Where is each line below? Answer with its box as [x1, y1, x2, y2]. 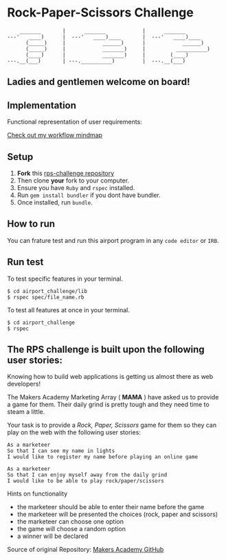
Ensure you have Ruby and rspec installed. [16, 183, 135, 191]
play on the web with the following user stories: [7, 428, 141, 436]
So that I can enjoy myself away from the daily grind [7, 471, 168, 478]
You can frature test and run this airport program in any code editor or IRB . [7, 236, 219, 244]
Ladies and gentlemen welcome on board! [7, 76, 190, 88]
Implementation [7, 100, 77, 111]
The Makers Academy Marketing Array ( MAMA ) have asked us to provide [7, 393, 219, 401]
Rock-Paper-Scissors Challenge [7, 5, 194, 21]
